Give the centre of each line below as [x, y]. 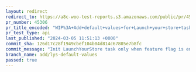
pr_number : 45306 [27, 22]
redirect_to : [21, 17]
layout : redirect [27, 11]
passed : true [21, 60]
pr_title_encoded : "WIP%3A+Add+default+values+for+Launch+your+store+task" [100, 28]
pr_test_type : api [28, 33]
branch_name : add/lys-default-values [51, 55]
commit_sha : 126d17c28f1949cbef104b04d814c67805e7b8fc [74, 44]
